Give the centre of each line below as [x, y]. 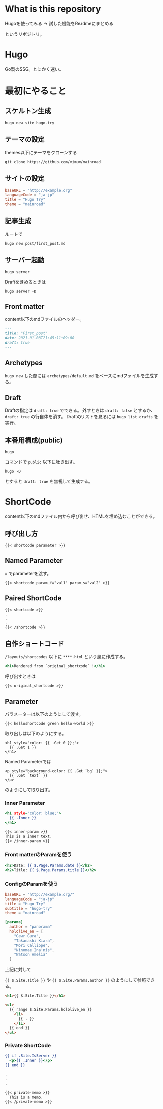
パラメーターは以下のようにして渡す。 [44, 714]
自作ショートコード [35, 644]
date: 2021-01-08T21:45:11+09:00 [40, 338]
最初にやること [36, 91]
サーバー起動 [25, 260]
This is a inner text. [29, 836]
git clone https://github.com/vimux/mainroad [53, 162]
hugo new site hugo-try [30, 123]
